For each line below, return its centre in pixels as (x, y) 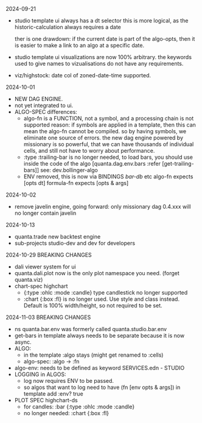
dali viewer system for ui (45, 267)
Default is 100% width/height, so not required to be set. (93, 306)
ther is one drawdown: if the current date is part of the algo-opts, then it (105, 39)
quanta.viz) (29, 280)
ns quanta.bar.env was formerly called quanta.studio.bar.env (91, 329)
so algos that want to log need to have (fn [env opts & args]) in (102, 387)
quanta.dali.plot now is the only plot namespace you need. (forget (97, 273)
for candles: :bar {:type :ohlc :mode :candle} (79, 407)
